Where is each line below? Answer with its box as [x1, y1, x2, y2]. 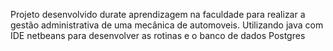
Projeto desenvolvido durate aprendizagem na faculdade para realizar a [10, 9, 306, 20]
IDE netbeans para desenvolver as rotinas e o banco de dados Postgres [10, 30, 306, 41]
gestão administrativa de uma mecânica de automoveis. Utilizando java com [10, 19, 324, 31]
